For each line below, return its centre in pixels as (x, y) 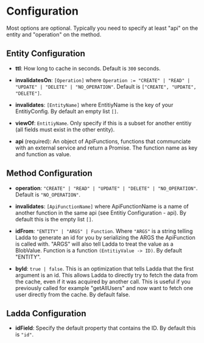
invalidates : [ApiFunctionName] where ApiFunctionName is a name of (102, 206)
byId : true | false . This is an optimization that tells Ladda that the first (104, 268)
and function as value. (43, 154)
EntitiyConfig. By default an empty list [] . (67, 111)
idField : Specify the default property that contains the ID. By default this (105, 328)
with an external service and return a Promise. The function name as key (106, 148)
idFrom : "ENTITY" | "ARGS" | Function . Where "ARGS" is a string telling (104, 231)
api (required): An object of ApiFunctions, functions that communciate (103, 141)
